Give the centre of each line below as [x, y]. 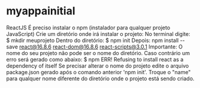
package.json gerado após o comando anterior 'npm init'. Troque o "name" [99, 72]
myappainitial [41, 11]
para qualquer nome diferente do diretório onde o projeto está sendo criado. [100, 78]
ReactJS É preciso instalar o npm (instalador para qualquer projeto [88, 28]
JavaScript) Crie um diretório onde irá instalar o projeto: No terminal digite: [98, 34]
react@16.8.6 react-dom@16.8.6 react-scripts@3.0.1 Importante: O [101, 47]
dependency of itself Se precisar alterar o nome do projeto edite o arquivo [98, 66]
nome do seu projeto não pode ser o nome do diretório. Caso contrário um [98, 53]
